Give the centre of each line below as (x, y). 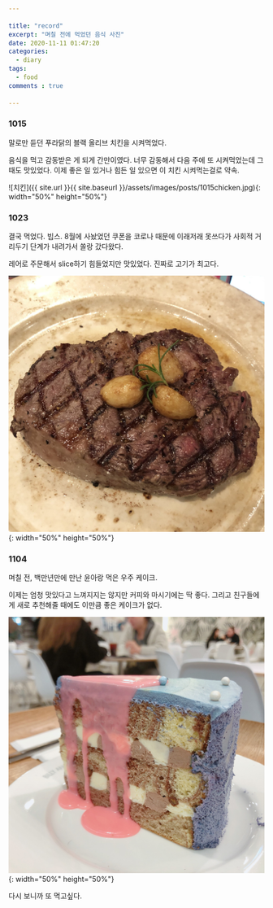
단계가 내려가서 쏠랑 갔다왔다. (76, 247)
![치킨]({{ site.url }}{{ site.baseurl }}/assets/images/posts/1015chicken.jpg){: (135, 187)
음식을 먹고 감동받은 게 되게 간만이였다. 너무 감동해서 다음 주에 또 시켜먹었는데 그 (136, 159)
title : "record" (36, 26)
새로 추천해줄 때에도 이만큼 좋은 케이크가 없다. (89, 605)
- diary (29, 60)
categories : (28, 52)
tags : (17, 69)
